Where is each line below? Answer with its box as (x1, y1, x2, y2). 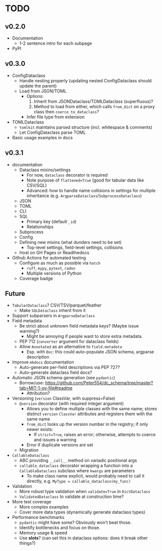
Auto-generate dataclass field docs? (19, 369, 92, 375)
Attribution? (26, 390, 50, 396)
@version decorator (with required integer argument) (19, 401, 124, 406)
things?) (19, 540, 36, 546)
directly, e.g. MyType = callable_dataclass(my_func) (26, 478, 131, 484)
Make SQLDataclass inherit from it (19, 308, 86, 313)
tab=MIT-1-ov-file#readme (19, 385, 73, 391)
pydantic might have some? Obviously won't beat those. (19, 519, 132, 526)
